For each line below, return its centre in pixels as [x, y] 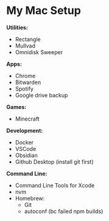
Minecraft [27, 119]
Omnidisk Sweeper [39, 52]
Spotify [24, 88]
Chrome [25, 75]
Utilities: [17, 27]
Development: [25, 130]
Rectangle [28, 39]
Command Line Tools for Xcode [55, 185]
